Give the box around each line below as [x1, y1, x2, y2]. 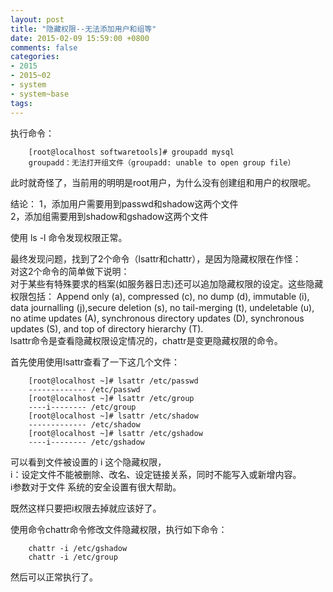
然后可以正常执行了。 [10, 571, 98, 583]
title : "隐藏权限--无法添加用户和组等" [10, 24, 157, 34]
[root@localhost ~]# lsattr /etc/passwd [28, 376, 199, 386]
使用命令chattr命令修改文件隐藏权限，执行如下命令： [10, 523, 228, 535]
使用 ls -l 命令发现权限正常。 [10, 231, 128, 243]
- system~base [10, 89, 70, 99]
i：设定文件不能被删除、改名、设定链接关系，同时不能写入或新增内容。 [10, 468, 302, 480]
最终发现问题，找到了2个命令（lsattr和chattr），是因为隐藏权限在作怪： [10, 252, 302, 265]
